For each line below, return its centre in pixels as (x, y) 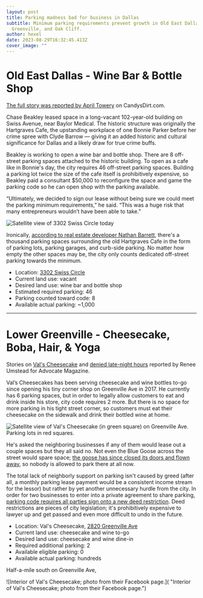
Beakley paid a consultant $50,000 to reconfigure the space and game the (99, 180)
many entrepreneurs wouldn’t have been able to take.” (74, 211)
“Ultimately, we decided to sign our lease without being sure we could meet (100, 198)
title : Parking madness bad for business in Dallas (72, 18)
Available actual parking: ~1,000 (55, 304)
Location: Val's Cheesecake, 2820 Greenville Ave (76, 526)
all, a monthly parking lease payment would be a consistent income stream (99, 482)
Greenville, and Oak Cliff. (47, 29)
